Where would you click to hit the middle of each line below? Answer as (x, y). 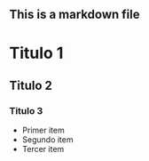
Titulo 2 (31, 85)
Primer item (43, 130)
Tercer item (43, 149)
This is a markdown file (74, 15)
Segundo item (47, 140)
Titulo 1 (36, 53)
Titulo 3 (26, 110)
